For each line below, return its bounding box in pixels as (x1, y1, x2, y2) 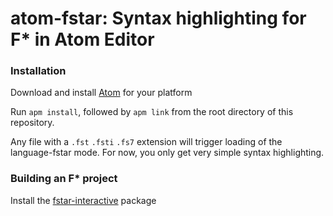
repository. (10, 117, 55, 129)
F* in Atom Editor (10, 28, 155, 51)
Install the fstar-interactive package (10, 194, 157, 206)
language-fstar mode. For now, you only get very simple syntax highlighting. (10, 147, 325, 159)
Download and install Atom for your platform (10, 87, 193, 99)
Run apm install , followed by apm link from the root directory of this (10, 106, 294, 118)
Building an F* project (10, 172, 118, 186)
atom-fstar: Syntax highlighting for (10, 7, 307, 30)
